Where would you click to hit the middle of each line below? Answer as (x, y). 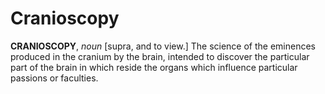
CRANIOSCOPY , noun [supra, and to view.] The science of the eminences (163, 46)
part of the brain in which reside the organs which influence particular (154, 67)
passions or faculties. (54, 78)
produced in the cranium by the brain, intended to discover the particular (160, 56)
